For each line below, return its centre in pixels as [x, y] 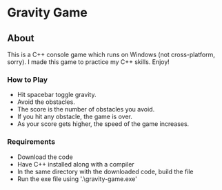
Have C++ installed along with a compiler [75, 164]
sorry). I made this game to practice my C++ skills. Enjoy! [89, 62]
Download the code [45, 157]
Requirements [31, 142]
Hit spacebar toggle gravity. [57, 95]
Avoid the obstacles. [46, 102]
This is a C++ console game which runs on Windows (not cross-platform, [111, 54]
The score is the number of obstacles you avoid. [86, 109]
